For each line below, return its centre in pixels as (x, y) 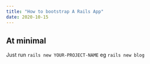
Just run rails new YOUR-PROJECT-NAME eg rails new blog (76, 55)
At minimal (26, 41)
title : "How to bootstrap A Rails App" (55, 11)
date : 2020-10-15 (27, 17)
